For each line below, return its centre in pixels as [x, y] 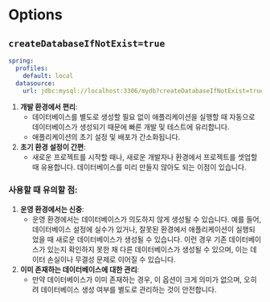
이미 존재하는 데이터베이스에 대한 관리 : [80, 269]
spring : [21, 61]
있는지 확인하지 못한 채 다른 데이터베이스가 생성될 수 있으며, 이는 [148, 249]
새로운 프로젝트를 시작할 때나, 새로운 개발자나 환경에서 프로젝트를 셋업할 [145, 157]
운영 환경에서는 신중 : [52, 209]
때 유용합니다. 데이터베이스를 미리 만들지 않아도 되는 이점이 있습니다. [139, 167]
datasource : [36, 83]
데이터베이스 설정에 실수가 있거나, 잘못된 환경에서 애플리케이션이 [133, 229]
